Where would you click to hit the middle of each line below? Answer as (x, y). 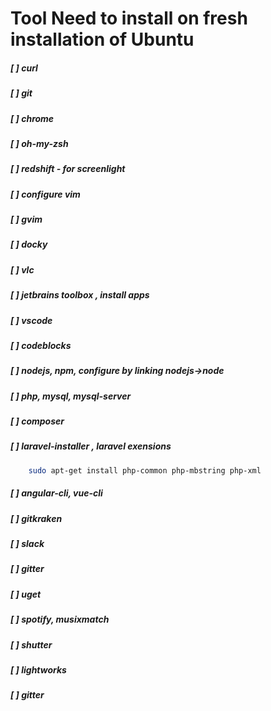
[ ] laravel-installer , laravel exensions (91, 446)
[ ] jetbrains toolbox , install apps (80, 295)
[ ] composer (37, 421)
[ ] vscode (31, 320)
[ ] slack (27, 543)
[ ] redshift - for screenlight (68, 169)
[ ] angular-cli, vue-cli (56, 493)
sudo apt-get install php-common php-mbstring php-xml (145, 470)
